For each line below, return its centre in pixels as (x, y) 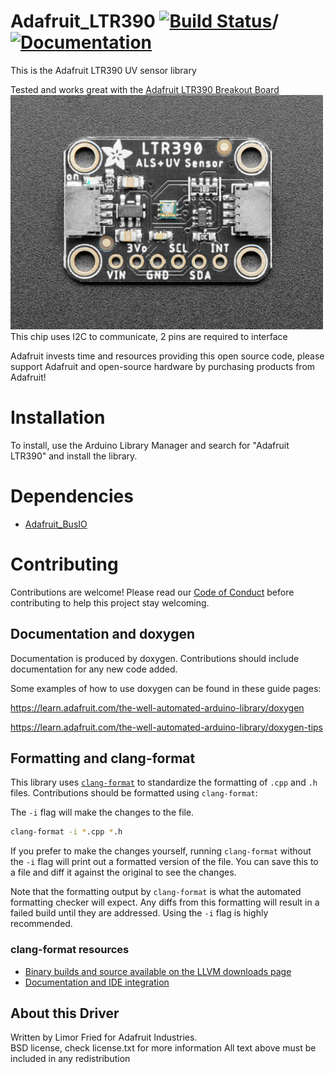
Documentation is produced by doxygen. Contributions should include (155, 658)
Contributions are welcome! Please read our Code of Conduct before (152, 592)
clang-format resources (70, 950)
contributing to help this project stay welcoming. (110, 602)
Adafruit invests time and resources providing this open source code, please (167, 356)
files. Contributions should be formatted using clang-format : (134, 793)
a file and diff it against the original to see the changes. (123, 872)
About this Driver (65, 1013)
